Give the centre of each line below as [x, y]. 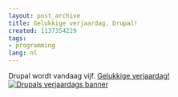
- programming [32, 46]
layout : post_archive [44, 16]
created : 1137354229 [43, 30]
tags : [17, 38]
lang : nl [23, 53]
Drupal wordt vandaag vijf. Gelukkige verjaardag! [89, 76]
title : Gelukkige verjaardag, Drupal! [73, 23]
